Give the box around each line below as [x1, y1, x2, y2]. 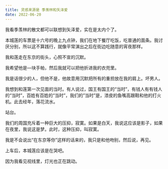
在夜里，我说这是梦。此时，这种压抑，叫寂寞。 [5, 126, 101, 132]
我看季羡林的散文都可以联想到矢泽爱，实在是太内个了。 [5, 26, 119, 33]
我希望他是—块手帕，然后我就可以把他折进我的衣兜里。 [5, 65, 119, 71]
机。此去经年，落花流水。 [5, 98, 58, 104]
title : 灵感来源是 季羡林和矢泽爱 [5, 7, 68, 13]
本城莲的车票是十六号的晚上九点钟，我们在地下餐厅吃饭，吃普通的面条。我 [5, 37, 158, 43]
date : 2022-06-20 [5, 12, 41, 17]
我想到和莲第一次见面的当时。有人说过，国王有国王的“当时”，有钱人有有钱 [5, 86, 158, 92]
